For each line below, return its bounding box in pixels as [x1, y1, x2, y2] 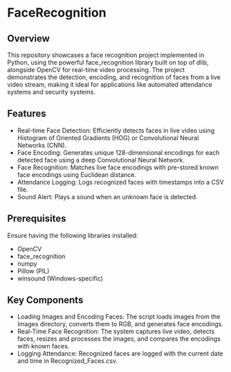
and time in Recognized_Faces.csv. [17, 357, 118, 365]
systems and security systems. [7, 88, 95, 96]
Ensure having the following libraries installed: [7, 231, 138, 239]
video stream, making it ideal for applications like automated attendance [7, 81, 212, 88]
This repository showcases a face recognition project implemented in [7, 51, 205, 59]
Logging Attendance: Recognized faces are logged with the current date [17, 349, 223, 358]
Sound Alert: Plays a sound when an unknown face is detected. [17, 192, 198, 201]
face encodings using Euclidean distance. [17, 170, 137, 178]
